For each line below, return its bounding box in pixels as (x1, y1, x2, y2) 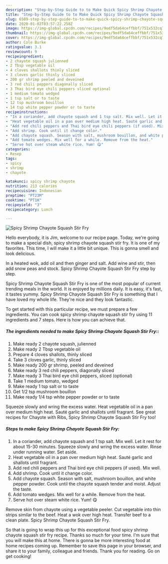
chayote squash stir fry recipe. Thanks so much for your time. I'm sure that (5, 532, 159, 538)
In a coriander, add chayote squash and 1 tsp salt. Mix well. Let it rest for (12, 438, 162, 444)
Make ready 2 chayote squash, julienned (12, 341, 96, 347)
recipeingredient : (5, 53, 44, 59)
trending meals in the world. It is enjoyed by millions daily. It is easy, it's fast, (5, 286, 163, 292)
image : (5, 26, 19, 31)
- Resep (5, 151, 22, 156)
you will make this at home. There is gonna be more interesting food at (5, 537, 151, 543)
